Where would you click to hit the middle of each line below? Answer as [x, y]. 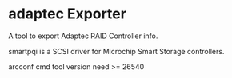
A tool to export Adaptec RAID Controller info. [83, 36]
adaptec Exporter [67, 14]
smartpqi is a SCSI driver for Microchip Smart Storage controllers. [116, 51]
